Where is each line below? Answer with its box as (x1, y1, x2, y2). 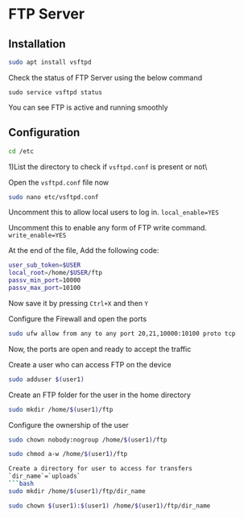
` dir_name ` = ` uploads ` (8, 472, 81, 480)
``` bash (8, 480, 35, 488)
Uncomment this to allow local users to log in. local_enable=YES (8, 207, 219, 218)
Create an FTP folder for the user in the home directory (8, 390, 192, 400)
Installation (8, 37, 66, 51)
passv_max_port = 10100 (8, 284, 81, 292)
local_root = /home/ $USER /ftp (8, 269, 103, 277)
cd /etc (8, 147, 35, 155)
